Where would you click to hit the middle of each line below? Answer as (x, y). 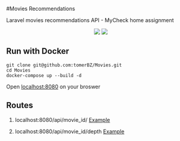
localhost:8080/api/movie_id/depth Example (70, 131)
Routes (20, 105)
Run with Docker (38, 51)
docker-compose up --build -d (44, 75)
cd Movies (19, 70)
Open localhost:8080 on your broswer (53, 87)
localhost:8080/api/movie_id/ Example (62, 119)
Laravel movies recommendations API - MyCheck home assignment (90, 20)
